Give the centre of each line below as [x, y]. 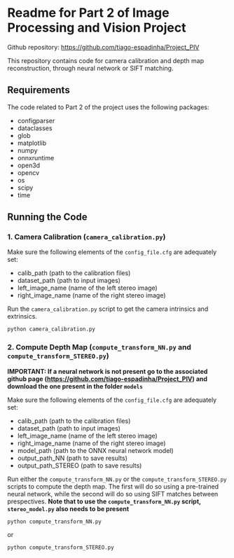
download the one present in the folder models [75, 386]
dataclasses [35, 128]
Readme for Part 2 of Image [88, 13]
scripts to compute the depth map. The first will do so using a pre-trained [113, 486]
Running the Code [47, 217]
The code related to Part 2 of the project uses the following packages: [108, 107]
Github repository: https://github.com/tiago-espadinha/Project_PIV [103, 47]
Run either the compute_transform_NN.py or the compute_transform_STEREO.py [117, 479]
